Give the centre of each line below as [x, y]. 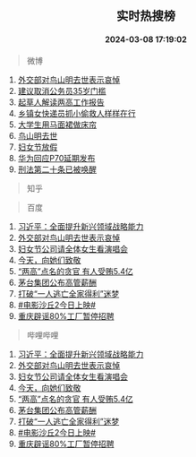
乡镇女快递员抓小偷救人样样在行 [77, 113]
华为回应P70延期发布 [56, 158]
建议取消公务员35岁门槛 [62, 91]
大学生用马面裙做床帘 [57, 125]
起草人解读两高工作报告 [61, 102]
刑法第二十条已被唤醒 [57, 169]
